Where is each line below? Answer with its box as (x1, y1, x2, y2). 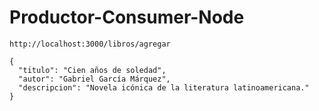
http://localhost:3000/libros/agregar (9, 39, 171, 49)
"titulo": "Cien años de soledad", (18, 65, 167, 75)
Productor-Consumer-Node (9, 6, 245, 29)
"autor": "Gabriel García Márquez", (18, 74, 171, 84)
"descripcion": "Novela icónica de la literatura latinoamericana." (18, 82, 310, 93)
